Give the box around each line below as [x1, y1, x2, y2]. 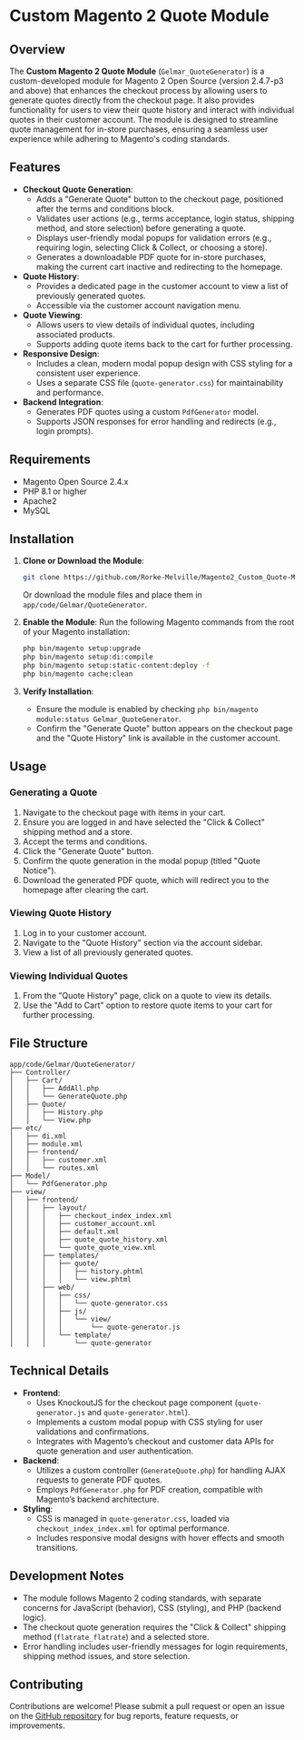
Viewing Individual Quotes [9, 970, 129, 982]
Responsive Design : [22, 347, 100, 359]
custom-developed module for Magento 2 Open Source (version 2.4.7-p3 [9, 75, 284, 86]
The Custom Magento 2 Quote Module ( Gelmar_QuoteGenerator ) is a [9, 65, 265, 76]
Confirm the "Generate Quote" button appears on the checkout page [35, 722, 293, 733]
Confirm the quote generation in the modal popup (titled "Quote [22, 855, 261, 866]
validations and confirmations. [35, 1425, 150, 1437]
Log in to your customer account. [22, 927, 148, 938]
